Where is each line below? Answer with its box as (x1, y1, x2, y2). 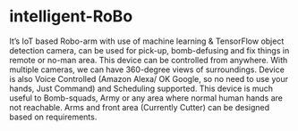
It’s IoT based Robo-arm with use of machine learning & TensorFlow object (9, 36, 285, 46)
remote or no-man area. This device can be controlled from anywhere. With (9, 54, 288, 65)
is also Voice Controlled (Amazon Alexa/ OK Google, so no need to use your (9, 73, 289, 84)
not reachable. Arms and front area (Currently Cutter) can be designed (9, 102, 270, 112)
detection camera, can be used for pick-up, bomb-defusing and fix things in (9, 45, 290, 55)
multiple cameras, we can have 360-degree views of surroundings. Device (9, 64, 285, 75)
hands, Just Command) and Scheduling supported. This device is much (9, 83, 274, 94)
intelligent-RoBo (9, 6, 133, 27)
